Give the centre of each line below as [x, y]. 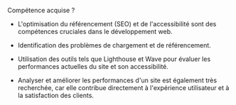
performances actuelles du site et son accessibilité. [93, 66]
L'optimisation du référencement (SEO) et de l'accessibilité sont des [117, 24]
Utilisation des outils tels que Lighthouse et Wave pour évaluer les [114, 59]
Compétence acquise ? [41, 10]
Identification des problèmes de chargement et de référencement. [114, 45]
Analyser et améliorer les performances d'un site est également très [117, 80]
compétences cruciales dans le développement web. [95, 32]
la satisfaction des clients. [56, 95]
